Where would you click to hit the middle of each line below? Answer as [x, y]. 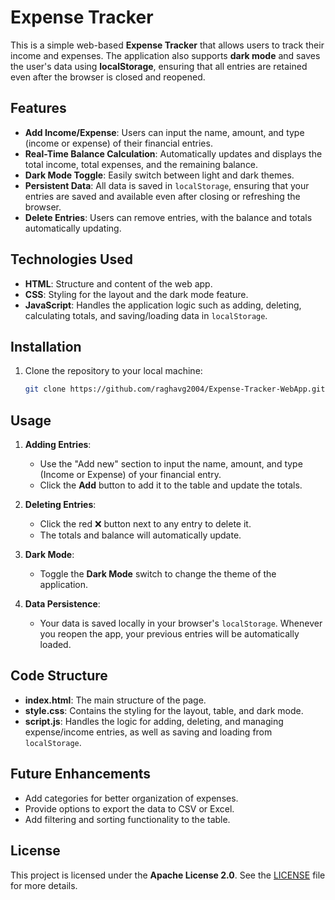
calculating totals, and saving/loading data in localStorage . [146, 315]
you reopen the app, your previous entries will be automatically [169, 634]
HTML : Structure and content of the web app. [118, 283]
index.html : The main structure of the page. [115, 700]
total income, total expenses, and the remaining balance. [141, 164]
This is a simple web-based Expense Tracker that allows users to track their [167, 45]
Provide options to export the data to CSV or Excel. [129, 808]
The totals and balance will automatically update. [140, 535]
